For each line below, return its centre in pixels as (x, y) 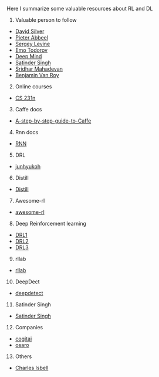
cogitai (23, 339)
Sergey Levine (33, 44)
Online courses (33, 87)
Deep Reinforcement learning (51, 224)
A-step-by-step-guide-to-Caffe (53, 121)
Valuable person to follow (46, 20)
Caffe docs (28, 109)
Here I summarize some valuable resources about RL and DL (80, 9)
